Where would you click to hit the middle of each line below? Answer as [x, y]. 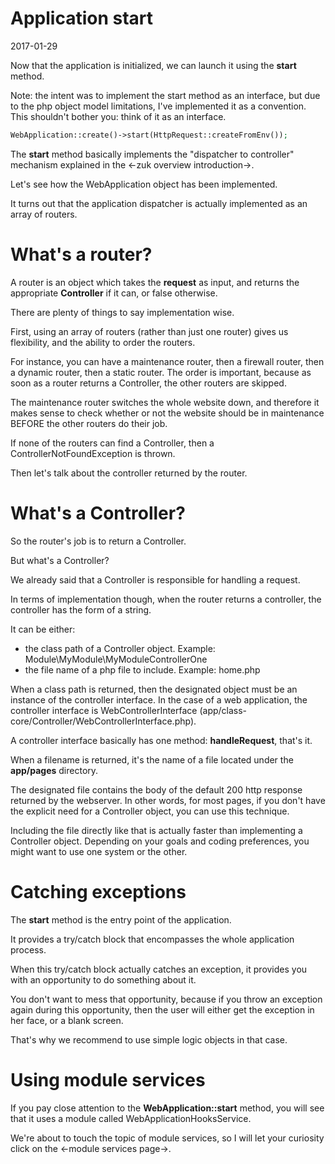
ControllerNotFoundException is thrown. [93, 453]
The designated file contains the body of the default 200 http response [156, 789]
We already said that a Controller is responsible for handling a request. [155, 579]
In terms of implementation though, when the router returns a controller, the [166, 599]
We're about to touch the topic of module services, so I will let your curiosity [167, 1138]
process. [28, 949]
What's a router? [81, 254]
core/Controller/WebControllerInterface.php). [103, 721]
